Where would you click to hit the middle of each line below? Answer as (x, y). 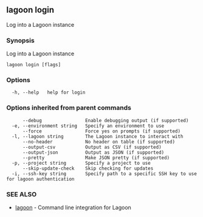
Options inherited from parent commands (69, 108)
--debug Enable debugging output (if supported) (105, 120)
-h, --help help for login (49, 93)
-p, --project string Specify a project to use (81, 163)
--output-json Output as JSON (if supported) (93, 152)
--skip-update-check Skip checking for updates (88, 168)
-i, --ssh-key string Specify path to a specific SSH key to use (105, 174)
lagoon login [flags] (34, 65)
